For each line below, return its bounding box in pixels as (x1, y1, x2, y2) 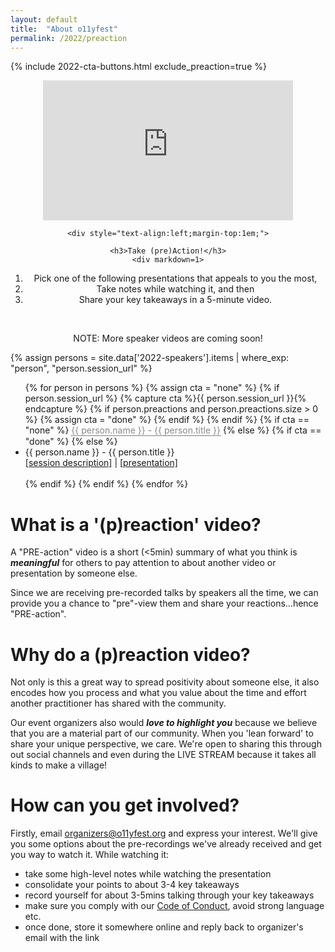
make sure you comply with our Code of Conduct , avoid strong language (24, 900, 325, 912)
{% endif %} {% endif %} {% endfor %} (24, 478, 189, 490)
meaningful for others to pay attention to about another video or (10, 557, 277, 569)
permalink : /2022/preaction (10, 33, 128, 43)
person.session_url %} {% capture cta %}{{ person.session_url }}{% (24, 392, 307, 405)
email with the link (24, 932, 100, 944)
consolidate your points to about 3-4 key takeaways (24, 879, 240, 891)
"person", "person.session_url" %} (10, 362, 153, 375)
